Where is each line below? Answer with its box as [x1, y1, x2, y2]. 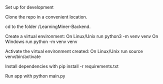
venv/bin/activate [5, 53, 41, 59]
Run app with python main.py [5, 73, 65, 79]
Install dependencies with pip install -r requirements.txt [5, 63, 119, 69]
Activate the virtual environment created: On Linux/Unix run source [5, 48, 143, 54]
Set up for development [5, 4, 54, 10]
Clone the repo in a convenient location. [5, 14, 87, 19]
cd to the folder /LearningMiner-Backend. [5, 23, 91, 29]
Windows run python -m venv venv [5, 38, 77, 44]
